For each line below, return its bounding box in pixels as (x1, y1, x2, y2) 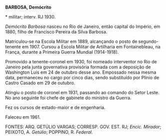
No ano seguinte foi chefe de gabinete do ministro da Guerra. (5, 95, 131, 101)
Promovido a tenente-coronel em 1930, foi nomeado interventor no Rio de (5, 59, 157, 64)
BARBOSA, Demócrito (5, 4, 51, 10)
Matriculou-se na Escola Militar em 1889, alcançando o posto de (5, 38, 137, 44)
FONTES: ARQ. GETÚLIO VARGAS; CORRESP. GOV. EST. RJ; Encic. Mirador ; (5, 124, 161, 130)
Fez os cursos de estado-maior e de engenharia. (5, 105, 106, 110)
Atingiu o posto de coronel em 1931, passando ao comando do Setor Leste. (5, 90, 160, 95)
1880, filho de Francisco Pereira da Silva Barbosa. (5, 29, 107, 34)
